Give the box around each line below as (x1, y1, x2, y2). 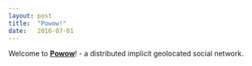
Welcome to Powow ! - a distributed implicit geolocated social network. (8, 49, 244, 59)
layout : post (8, 11, 52, 20)
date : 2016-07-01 (8, 27, 74, 35)
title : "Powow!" (8, 19, 67, 27)
